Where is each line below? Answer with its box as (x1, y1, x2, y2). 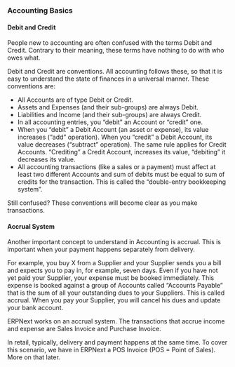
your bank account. (7, 304, 64, 312)
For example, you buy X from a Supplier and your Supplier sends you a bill (7, 259, 222, 267)
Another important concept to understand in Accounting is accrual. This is (7, 238, 222, 246)
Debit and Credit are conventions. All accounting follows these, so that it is (7, 67, 222, 76)
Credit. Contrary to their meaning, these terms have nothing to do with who (7, 46, 224, 55)
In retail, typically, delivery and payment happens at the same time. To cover (7, 338, 228, 347)
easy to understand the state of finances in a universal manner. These (7, 74, 209, 83)
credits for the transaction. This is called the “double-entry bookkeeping (17, 178, 227, 186)
